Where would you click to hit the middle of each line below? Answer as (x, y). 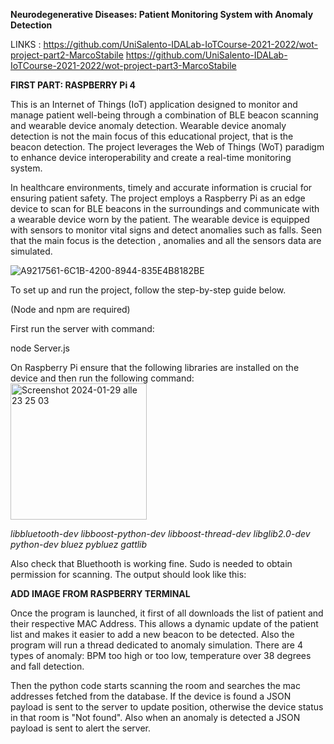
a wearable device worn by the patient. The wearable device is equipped (160, 219)
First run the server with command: (82, 328)
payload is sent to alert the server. (81, 728)
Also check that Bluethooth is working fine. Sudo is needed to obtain (151, 563)
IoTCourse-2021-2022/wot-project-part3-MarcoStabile (123, 65)
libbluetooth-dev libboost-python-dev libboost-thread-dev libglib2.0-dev (160, 533)
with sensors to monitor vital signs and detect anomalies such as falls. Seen (166, 230)
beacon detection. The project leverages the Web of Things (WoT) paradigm (167, 147)
